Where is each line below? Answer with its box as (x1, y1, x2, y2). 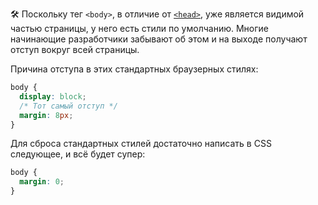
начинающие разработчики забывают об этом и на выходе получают (10, 33, 308, 45)
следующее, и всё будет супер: (10, 148, 146, 160)
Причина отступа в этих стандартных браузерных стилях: (10, 63, 259, 75)
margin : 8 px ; (19, 110, 74, 120)
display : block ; (19, 91, 87, 102)
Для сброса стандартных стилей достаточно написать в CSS (10, 138, 272, 150)
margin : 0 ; (19, 177, 65, 187)
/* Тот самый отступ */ (19, 101, 118, 111)
